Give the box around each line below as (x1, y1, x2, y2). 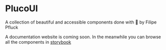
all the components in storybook (5, 39, 71, 45)
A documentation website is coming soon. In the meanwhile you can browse (5, 34, 162, 40)
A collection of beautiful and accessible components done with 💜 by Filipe (5, 19, 157, 25)
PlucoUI (5, 3, 38, 14)
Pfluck (5, 24, 18, 30)
